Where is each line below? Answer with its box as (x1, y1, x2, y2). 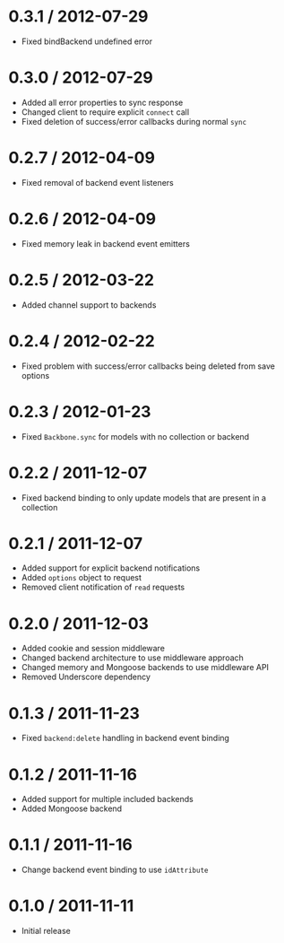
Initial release (21, 926, 71, 937)
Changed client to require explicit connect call (21, 106, 190, 118)
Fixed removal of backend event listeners (21, 177, 174, 188)
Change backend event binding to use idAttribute (21, 864, 209, 876)
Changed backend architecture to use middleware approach (21, 652, 244, 663)
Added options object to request (21, 572, 142, 583)
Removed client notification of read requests (21, 581, 185, 593)
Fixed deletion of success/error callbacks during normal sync (21, 116, 247, 127)
